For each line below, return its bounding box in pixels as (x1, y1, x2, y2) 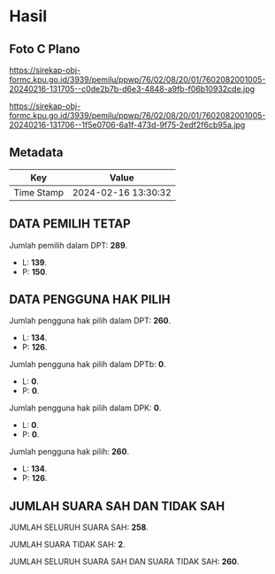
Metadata (9, 145, 64, 160)
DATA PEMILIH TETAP (9, 217, 131, 232)
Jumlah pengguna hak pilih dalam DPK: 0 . (9, 402, 162, 413)
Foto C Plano (9, 42, 80, 57)
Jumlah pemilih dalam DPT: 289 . (9, 240, 128, 250)
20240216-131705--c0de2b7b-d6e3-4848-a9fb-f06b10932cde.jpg (9, 84, 255, 94)
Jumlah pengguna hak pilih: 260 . (9, 447, 130, 457)
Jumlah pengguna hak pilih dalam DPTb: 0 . (9, 359, 166, 370)
